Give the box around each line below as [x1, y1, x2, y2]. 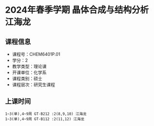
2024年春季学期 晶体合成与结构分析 [5, 4, 149, 16]
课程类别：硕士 [12, 76, 42, 81]
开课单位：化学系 [12, 70, 47, 75]
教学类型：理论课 [12, 64, 47, 69]
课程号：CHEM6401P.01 [12, 52, 60, 57]
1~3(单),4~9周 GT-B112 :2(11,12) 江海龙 [5, 116, 84, 122]
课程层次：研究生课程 [12, 82, 55, 88]
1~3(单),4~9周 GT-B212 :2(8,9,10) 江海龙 [5, 111, 87, 116]
